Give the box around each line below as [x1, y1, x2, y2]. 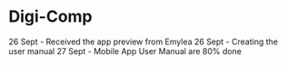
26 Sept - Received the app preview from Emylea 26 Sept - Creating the [8, 36, 279, 47]
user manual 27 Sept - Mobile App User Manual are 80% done [8, 45, 242, 56]
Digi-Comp [8, 6, 93, 27]
